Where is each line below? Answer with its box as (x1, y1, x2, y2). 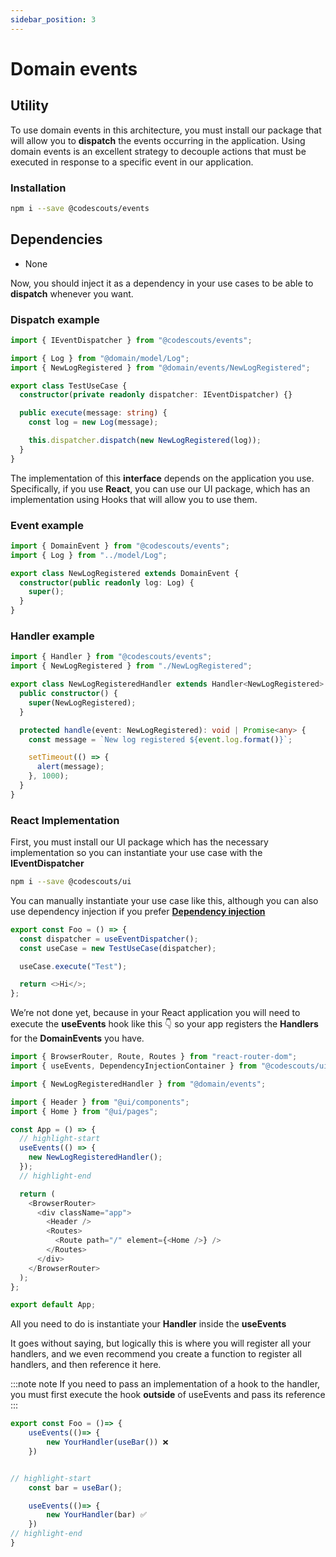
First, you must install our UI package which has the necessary (10, 836, 269, 848)
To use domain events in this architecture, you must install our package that (10, 124, 322, 136)
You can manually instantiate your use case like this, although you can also (10, 894, 319, 906)
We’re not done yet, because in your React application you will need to (10, 1007, 301, 1019)
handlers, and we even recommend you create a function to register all (10, 1348, 302, 1360)
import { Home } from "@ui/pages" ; (10, 1106, 159, 1116)
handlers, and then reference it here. (10, 1359, 162, 1371)
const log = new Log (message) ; (28, 417, 159, 428)
